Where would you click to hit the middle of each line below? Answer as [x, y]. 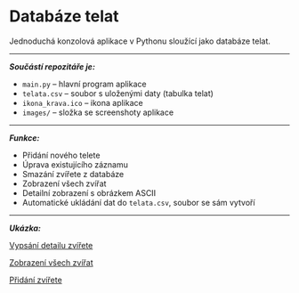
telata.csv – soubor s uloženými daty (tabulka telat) [117, 93]
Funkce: [24, 138]
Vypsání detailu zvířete [51, 245]
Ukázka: [25, 228]
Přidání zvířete [36, 280]
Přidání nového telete [61, 155]
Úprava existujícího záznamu [75, 164]
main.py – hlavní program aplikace [84, 84]
